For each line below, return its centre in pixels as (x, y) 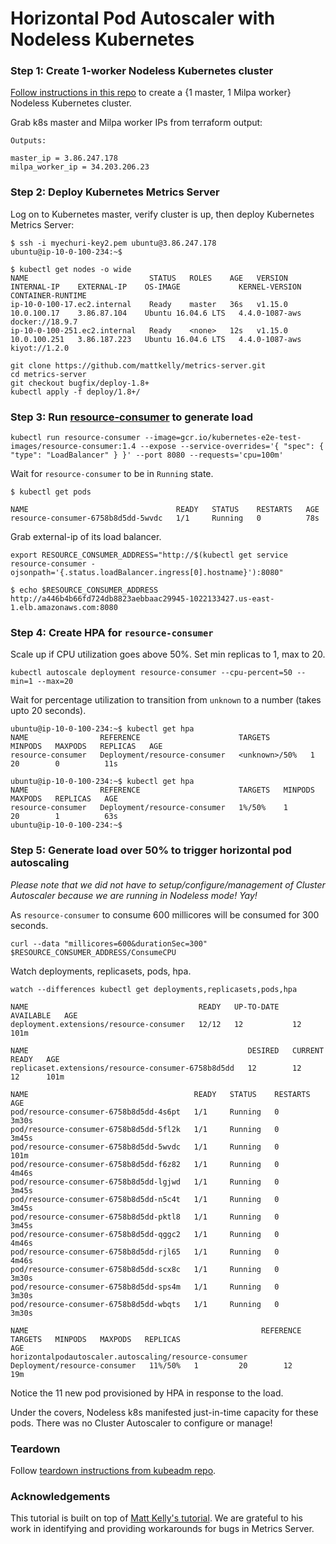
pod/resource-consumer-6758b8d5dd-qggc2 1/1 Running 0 (145, 1234)
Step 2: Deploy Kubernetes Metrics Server (115, 192)
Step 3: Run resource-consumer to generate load (132, 417)
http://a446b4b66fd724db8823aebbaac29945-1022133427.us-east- (142, 599)
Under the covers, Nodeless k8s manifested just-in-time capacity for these (164, 1412)
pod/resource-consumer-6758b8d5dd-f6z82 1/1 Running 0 (145, 1164)
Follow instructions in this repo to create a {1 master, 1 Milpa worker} (151, 93)
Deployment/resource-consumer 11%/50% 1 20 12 (151, 1365)
